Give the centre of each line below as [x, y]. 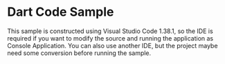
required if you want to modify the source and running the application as [110, 38]
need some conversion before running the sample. [79, 53]
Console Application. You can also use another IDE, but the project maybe [112, 45]
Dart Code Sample [61, 12]
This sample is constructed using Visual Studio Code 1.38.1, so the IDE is [110, 31]
